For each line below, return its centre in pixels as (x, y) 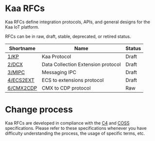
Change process (39, 110)
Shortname (22, 48)
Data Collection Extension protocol (81, 64)
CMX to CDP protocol (66, 88)
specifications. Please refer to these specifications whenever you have (76, 128)
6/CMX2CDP (22, 88)
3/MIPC (16, 72)
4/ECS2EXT (21, 80)
